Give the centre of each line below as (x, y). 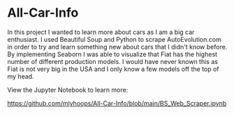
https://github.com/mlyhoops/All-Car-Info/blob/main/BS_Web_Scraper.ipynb (117, 103)
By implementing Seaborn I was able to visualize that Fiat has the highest (112, 54)
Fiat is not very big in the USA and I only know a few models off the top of (113, 69)
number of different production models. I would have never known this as (113, 61)
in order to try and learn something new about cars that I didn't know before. (117, 47)
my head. (21, 76)
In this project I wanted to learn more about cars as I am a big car (101, 32)
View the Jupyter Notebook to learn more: (68, 90)
